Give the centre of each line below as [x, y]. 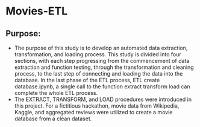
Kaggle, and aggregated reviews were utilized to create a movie [93, 112]
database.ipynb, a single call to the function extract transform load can [102, 86]
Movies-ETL [37, 11]
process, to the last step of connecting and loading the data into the [98, 73]
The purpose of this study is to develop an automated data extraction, [101, 48]
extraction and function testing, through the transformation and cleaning [104, 67]
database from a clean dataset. [53, 119]
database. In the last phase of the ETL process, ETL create [87, 80]
